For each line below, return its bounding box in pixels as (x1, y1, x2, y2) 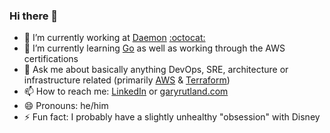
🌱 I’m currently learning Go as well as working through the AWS (23, 42, 286, 54)
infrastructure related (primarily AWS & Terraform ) (23, 74, 231, 86)
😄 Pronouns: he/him (23, 100, 109, 112)
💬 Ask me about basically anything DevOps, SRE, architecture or (23, 64, 289, 76)
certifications (23, 53, 79, 65)
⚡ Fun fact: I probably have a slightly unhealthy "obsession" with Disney (23, 111, 321, 123)
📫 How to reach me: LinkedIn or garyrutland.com (23, 85, 229, 98)
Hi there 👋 (9, 9, 59, 23)
